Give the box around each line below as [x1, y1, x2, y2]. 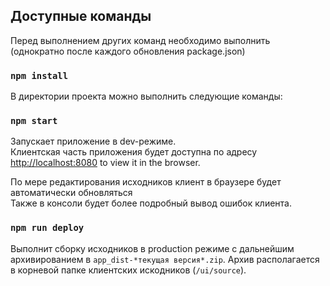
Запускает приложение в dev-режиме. [10, 135, 177, 148]
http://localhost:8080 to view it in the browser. [10, 157, 201, 169]
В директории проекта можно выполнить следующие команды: [10, 90, 283, 103]
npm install [10, 70, 69, 81]
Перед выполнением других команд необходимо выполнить [10, 34, 271, 46]
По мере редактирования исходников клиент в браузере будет [10, 176, 282, 188]
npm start [10, 115, 58, 127]
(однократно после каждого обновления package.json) [10, 45, 246, 57]
